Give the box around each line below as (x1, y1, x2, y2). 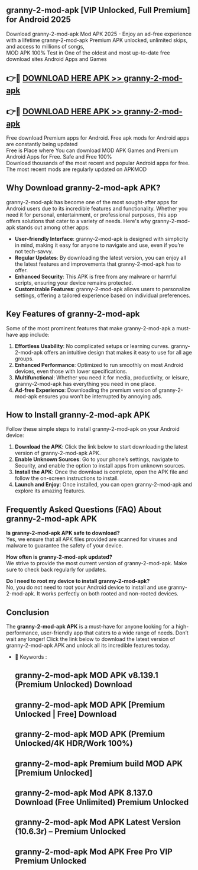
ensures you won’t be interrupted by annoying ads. (38, 392, 163, 399)
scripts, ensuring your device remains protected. (14, 279, 134, 286)
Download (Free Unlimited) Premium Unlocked (14, 797, 189, 807)
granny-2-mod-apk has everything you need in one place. (14, 380, 157, 387)
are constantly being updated (6, 141, 78, 148)
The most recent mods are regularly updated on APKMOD (6, 166, 147, 173)
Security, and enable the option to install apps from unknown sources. (14, 462, 186, 469)
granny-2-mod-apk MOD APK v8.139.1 (14, 671, 158, 681)
